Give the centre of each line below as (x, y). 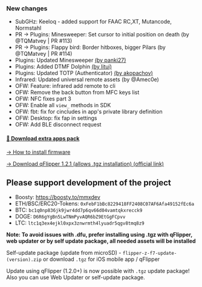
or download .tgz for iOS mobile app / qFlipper (102, 259)
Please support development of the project (89, 183)
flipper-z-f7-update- (150, 253)
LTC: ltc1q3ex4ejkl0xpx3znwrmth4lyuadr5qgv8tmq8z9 (80, 223)
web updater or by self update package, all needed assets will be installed (101, 241)
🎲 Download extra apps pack (43, 138)
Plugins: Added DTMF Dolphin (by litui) (63, 67)
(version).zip (24, 260)
